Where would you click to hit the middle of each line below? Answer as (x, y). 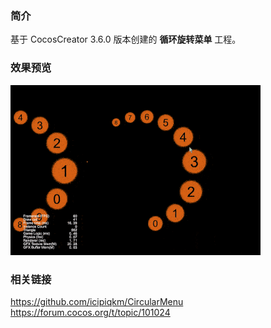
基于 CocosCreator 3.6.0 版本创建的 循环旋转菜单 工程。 (126, 39)
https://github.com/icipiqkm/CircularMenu (97, 301)
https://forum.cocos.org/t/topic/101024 (90, 312)
